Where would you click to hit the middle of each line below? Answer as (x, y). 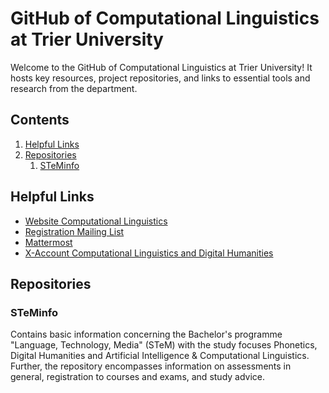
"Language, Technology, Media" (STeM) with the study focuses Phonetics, (164, 345)
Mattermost (48, 242)
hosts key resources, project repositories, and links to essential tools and (160, 78)
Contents (40, 120)
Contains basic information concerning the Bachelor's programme (146, 334)
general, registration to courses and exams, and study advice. (138, 377)
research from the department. (74, 88)
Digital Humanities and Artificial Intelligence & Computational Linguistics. (160, 356)
